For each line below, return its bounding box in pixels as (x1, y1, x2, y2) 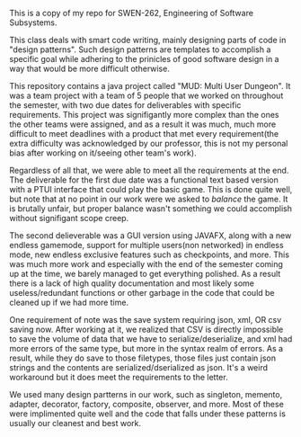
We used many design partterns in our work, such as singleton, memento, (9, 389, 283, 399)
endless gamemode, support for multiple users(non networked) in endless (9, 240, 285, 250)
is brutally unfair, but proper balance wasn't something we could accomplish (9, 203, 293, 214)
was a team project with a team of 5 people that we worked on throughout (9, 90, 284, 101)
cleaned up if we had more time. (9, 297, 128, 308)
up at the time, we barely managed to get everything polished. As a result (9, 269, 281, 279)
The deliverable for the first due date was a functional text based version (9, 174, 279, 185)
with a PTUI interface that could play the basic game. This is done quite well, (9, 184, 293, 194)
